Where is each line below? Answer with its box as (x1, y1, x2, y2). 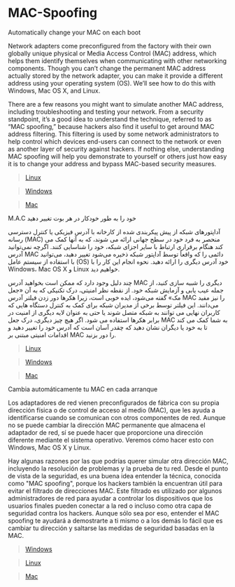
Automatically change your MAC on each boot (8, 28, 141, 36)
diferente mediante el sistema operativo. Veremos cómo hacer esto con (8, 436, 214, 444)
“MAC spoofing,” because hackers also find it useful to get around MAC (8, 122, 215, 130)
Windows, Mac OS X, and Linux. (8, 86, 101, 95)
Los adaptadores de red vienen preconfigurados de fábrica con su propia (8, 398, 220, 407)
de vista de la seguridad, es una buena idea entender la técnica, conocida (8, 471, 221, 480)
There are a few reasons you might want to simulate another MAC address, (8, 100, 225, 108)
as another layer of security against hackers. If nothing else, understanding (8, 144, 225, 153)
